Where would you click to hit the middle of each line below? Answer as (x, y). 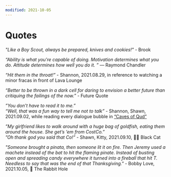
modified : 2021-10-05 (28, 10)
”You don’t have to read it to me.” (40, 105)
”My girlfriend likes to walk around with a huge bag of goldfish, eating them (85, 126)
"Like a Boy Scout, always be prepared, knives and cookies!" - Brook (78, 50)
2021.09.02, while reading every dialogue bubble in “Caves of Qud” (76, 116)
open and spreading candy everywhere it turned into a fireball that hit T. (81, 158)
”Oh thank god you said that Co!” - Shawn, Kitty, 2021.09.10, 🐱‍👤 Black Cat (83, 137)
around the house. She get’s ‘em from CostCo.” (55, 131)
